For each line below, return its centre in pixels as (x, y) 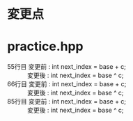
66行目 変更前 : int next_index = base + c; (67, 84)
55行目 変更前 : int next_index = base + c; (67, 67)
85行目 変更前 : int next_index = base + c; (67, 102)
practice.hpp (45, 47)
